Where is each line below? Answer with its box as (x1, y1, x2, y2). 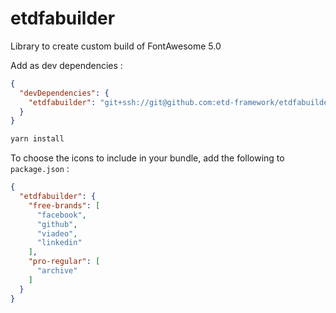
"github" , (36, 219, 78, 229)
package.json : (10, 163, 70, 175)
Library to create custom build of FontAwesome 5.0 (10, 40, 222, 52)
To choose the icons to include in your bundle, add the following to (10, 152, 285, 164)
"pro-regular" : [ (28, 257, 101, 267)
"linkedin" (36, 238, 83, 248)
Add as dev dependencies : (10, 59, 123, 71)
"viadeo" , (36, 228, 78, 239)
